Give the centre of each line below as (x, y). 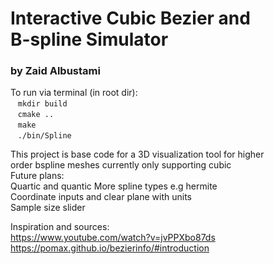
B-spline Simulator (89, 39)
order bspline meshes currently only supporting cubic (121, 165)
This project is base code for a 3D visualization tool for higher (137, 154)
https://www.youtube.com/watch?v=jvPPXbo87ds (113, 238)
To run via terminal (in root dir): (74, 93)
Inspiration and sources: (60, 227)
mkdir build (42, 104)
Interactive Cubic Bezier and (130, 18)
